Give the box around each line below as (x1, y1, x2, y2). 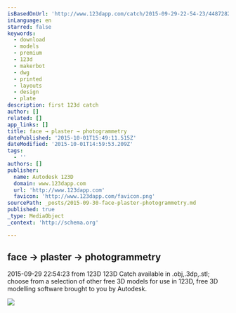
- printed (13, 75, 42, 83)
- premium (13, 50, 42, 57)
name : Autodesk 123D (13, 173, 74, 180)
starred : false (7, 23, 52, 30)
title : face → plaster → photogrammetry (7, 128, 128, 135)
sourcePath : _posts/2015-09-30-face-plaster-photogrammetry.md (7, 199, 197, 207)
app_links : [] (7, 121, 49, 128)
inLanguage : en (7, 17, 52, 24)
